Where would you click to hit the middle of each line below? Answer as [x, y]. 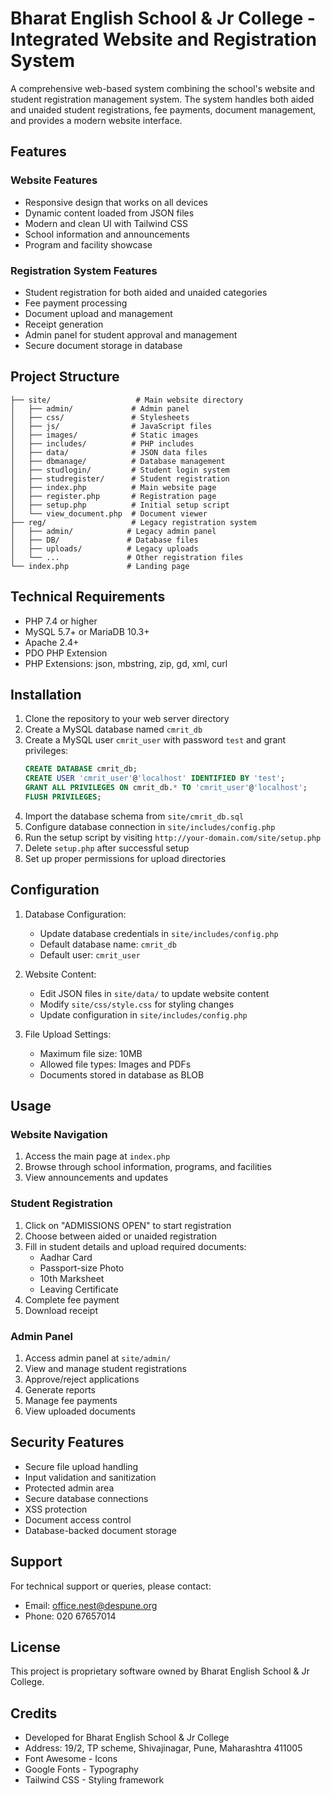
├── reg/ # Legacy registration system [133, 522]
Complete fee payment [72, 1299]
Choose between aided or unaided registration [120, 1236]
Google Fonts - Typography [81, 1769]
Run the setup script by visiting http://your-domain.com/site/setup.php [173, 837]
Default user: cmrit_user [90, 954]
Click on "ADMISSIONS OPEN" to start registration [128, 1225]
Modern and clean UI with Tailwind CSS [106, 223]
